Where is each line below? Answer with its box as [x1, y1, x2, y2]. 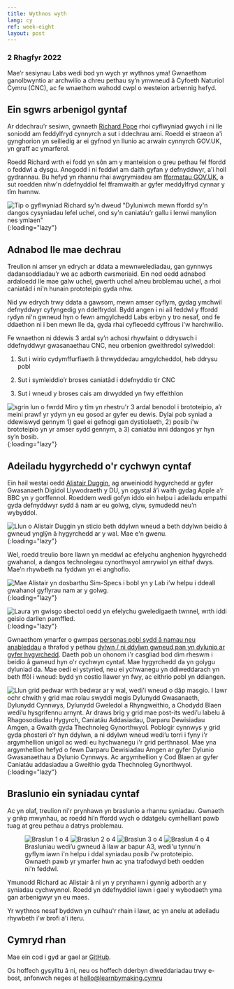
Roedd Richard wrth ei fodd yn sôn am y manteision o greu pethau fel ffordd [7, 158, 226, 166]
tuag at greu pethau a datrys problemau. [7, 821, 124, 830]
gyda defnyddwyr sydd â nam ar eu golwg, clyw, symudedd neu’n [7, 501, 197, 509]
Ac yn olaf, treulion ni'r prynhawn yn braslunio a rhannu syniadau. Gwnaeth [7, 806, 224, 814]
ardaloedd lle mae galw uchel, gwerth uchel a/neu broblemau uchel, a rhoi [7, 277, 221, 286]
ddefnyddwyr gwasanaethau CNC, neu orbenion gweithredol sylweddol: [7, 342, 215, 350]
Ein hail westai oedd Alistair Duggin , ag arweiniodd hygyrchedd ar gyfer [7, 478, 214, 487]
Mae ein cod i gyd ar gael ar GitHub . [7, 953, 112, 961]
